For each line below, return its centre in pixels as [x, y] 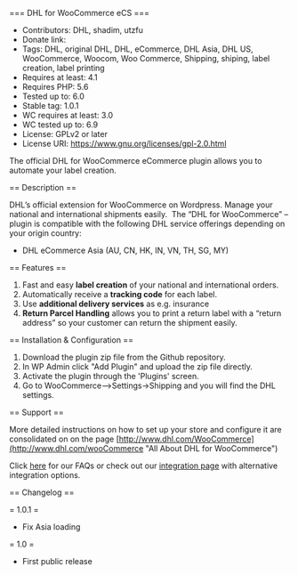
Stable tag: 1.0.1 [50, 105]
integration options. [45, 475]
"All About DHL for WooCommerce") [212, 448]
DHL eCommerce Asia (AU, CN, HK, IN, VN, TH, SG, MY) [125, 250]
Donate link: [44, 40]
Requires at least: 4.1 [60, 77]
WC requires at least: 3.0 [68, 115]
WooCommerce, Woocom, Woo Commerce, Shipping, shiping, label [146, 58]
